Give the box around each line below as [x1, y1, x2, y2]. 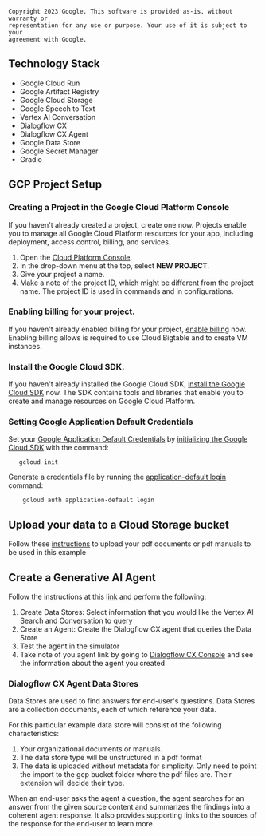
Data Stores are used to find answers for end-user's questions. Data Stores [8, 696, 255, 706]
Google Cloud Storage [19, 95, 93, 105]
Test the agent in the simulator [19, 641, 120, 651]
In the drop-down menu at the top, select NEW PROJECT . [19, 260, 209, 271]
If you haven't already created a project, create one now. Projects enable [8, 220, 247, 229]
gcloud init [18, 458, 59, 466]
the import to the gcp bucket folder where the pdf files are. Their [19, 770, 232, 779]
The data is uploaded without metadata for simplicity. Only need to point [19, 761, 257, 771]
